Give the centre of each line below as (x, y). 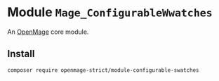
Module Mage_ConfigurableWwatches (110, 12)
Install (21, 54)
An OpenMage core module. (48, 32)
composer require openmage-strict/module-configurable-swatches (103, 70)
